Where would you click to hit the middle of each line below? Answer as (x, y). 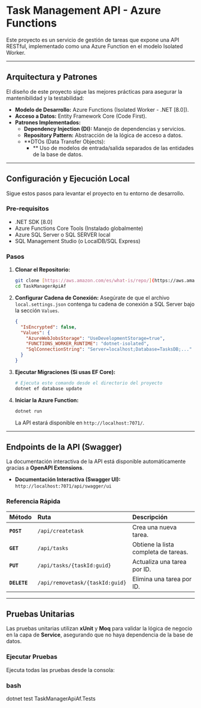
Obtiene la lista (153, 544)
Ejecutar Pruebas (32, 657)
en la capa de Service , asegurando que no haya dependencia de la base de (100, 635)
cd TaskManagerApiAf (40, 286)
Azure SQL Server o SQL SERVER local (63, 234)
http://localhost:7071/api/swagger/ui (63, 486)
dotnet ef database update (48, 389)
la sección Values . (37, 310)
